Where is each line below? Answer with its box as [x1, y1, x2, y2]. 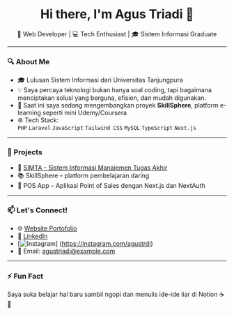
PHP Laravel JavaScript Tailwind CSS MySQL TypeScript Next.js [17, 125, 197, 132]
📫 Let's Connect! [7, 205, 68, 215]
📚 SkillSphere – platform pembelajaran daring [17, 171, 150, 180]
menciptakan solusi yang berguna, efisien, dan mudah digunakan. [17, 94, 207, 102]
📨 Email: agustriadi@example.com [17, 247, 116, 255]
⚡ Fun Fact [7, 271, 44, 281]
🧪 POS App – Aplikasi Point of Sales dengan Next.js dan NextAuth [17, 181, 205, 189]
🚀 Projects [7, 147, 43, 157]
